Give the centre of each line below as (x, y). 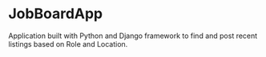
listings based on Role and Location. (68, 44)
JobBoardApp (55, 14)
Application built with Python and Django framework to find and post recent (133, 36)
